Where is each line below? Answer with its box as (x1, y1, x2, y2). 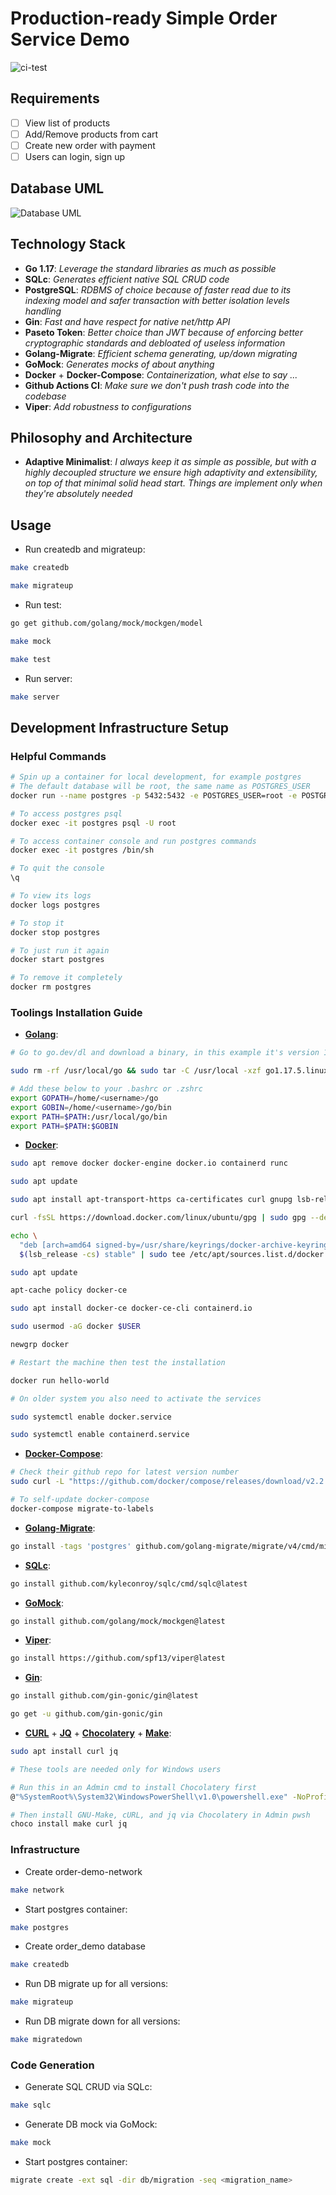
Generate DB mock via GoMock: (24, 2118, 158, 2131)
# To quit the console (10, 863, 105, 874)
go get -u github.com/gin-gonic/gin (10, 1709, 163, 1719)
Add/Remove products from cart (24, 128, 159, 140)
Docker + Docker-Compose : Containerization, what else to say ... (24, 368, 298, 381)
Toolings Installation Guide (10, 1005, 143, 1019)
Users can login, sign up (24, 150, 125, 162)
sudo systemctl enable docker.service (10, 1412, 172, 1422)
